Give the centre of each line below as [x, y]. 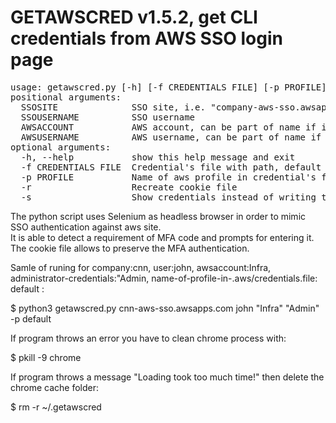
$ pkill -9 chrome [46, 357]
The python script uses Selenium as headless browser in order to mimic [158, 216]
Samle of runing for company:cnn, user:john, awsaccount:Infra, [141, 267]
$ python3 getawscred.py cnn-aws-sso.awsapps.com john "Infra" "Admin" [165, 308]
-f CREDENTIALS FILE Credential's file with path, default [171, 167]
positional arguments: [66, 97]
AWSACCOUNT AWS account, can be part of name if [168, 127]
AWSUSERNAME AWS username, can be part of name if [171, 137]
